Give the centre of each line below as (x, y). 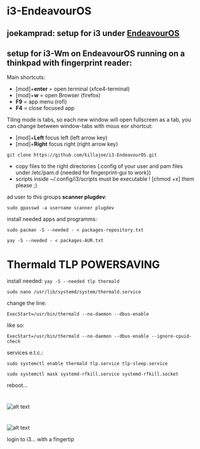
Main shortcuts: (26, 77)
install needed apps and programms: (52, 219)
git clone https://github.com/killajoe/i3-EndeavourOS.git (82, 155)
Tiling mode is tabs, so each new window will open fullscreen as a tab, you (99, 120)
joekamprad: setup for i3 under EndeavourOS (93, 33)
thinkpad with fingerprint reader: (69, 63)
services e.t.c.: (25, 353)
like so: (16, 325)
